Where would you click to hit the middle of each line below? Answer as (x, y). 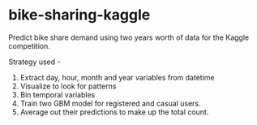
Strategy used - (34, 62)
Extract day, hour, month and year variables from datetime (117, 77)
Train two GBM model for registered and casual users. (110, 103)
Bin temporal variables (58, 94)
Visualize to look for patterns (68, 86)
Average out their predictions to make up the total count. (114, 112)
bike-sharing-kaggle (79, 15)
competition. (30, 45)
